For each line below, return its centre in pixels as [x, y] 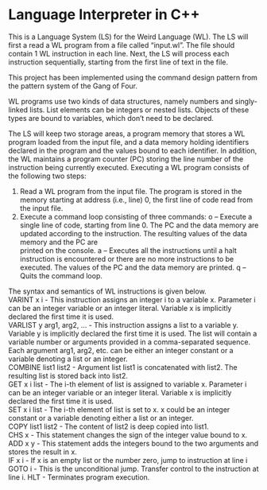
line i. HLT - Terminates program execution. [79, 477]
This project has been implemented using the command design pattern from [133, 77]
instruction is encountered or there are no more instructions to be [127, 259]
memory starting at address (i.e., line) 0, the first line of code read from [136, 200]
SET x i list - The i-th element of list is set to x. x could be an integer [119, 409]
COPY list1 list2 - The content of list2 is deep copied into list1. [108, 426]
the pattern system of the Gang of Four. [73, 86]
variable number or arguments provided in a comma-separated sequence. [130, 342]
